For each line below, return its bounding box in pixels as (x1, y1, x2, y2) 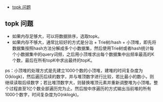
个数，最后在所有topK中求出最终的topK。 (12, 57, 95, 63)
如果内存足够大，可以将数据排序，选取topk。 (12, 33, 102, 39)
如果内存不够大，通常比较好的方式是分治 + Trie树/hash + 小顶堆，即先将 (12, 39, 157, 45)
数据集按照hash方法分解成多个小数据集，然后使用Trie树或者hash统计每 (12, 45, 154, 51)
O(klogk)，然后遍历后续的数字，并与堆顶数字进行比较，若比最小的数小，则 (5, 74, 154, 79)
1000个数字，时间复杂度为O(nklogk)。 (5, 91, 81, 97)
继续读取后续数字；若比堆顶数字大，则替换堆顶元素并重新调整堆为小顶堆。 (5, 79, 154, 85)
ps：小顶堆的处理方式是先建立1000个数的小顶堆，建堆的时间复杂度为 (5, 67, 143, 73)
